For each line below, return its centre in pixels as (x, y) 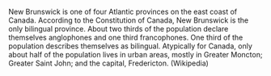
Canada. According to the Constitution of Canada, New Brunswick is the (129, 20)
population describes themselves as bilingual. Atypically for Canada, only (131, 46)
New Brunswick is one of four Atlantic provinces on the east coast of (123, 12)
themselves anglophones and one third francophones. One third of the (126, 37)
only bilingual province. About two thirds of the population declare (119, 29)
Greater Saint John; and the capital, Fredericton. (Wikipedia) (108, 63)
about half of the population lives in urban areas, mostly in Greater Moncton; (135, 55)
